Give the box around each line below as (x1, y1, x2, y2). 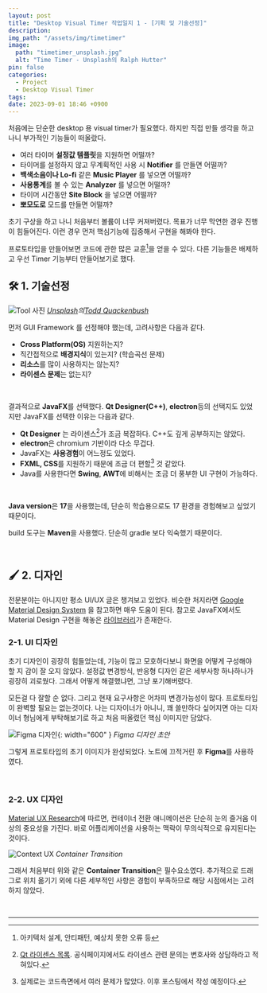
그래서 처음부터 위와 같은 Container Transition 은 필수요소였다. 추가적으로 (8, 866, 239, 875)
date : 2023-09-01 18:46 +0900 (8, 100, 109, 108)
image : (8, 41, 30, 49)
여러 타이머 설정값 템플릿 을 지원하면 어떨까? (19, 150, 155, 160)
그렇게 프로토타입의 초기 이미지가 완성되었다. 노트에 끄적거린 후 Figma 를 (8, 747, 233, 757)
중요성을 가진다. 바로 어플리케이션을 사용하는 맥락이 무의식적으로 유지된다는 (22, 824, 257, 833)
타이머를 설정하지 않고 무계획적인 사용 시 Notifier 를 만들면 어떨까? (19, 160, 228, 169)
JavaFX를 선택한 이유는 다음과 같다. (22, 411, 135, 421)
